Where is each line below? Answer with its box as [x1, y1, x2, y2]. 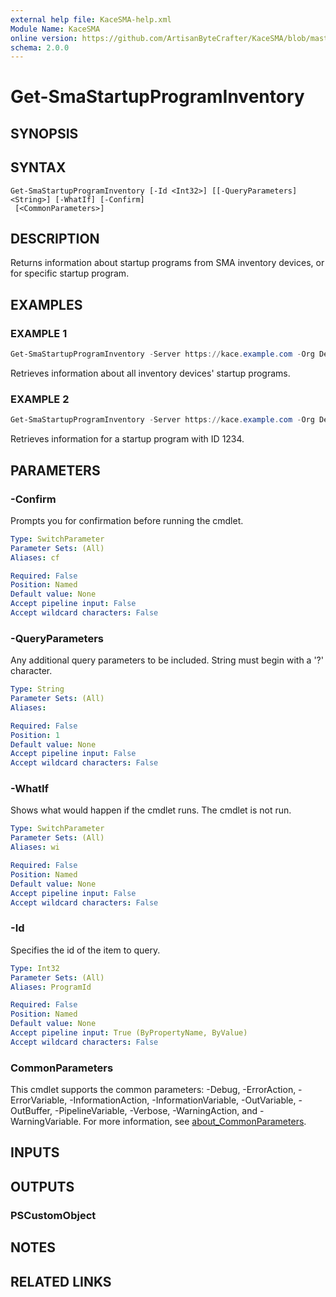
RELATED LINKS [10, 1273, 112, 1290]
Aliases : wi [10, 842, 60, 853]
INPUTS [10, 1144, 60, 1161]
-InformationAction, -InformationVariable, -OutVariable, [69, 1094, 297, 1106]
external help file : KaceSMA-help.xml [10, 14, 172, 25]
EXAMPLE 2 [10, 392, 70, 406]
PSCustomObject [10, 1208, 97, 1222]
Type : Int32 [10, 963, 60, 973]
